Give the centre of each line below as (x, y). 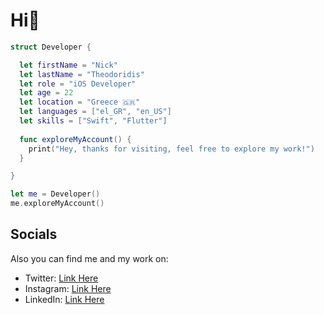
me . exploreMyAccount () (57, 204)
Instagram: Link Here (68, 288)
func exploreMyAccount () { (75, 139)
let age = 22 (46, 93)
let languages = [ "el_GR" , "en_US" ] (95, 112)
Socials (34, 234)
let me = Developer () (55, 194)
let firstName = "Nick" (68, 65)
